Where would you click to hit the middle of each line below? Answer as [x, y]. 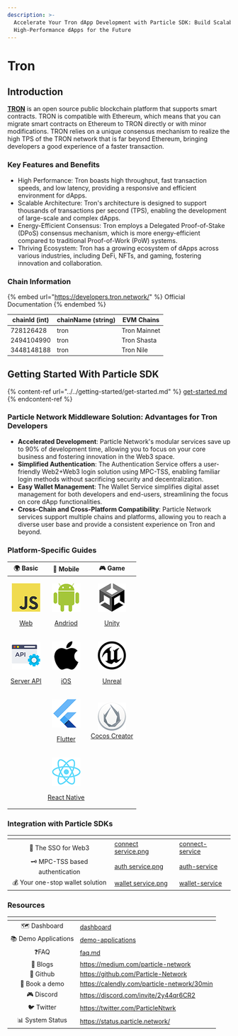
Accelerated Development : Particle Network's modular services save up [124, 441]
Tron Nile [135, 350]
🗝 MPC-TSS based [59, 862]
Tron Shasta [139, 340]
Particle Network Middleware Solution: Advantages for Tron [112, 417]
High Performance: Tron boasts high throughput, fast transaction [112, 180]
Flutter [66, 739]
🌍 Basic [26, 568]
